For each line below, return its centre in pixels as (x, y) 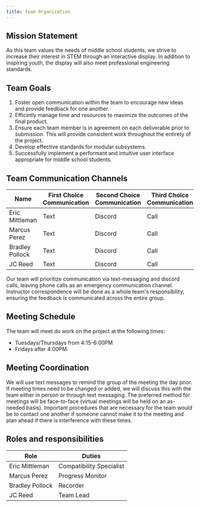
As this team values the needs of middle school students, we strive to (91, 50)
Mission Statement (42, 36)
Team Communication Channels (67, 178)
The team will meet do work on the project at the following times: (86, 331)
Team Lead (74, 495)
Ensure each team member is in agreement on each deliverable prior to (102, 128)
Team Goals (29, 88)
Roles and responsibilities (55, 439)
